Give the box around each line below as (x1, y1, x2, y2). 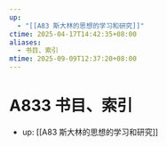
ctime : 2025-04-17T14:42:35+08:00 (9, 29, 138, 38)
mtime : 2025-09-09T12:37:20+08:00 (9, 54, 138, 63)
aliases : (9, 37, 42, 47)
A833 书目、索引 (9, 95, 133, 116)
